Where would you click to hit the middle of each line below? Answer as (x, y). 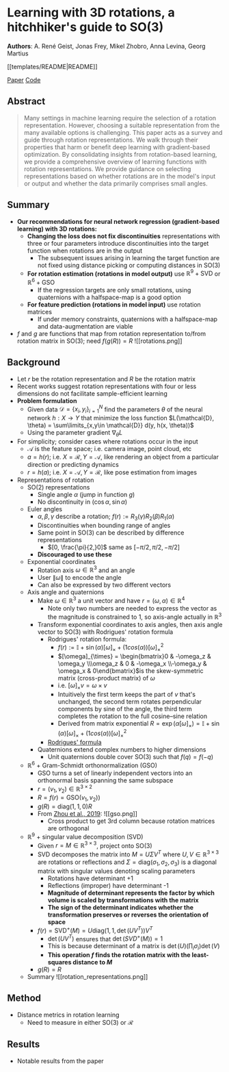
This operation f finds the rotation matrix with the (119, 955)
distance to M (93, 962)
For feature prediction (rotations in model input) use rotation (114, 304)
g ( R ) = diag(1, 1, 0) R (65, 806)
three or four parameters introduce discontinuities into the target (118, 243)
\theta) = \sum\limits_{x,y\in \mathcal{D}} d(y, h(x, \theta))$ (111, 425)
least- (200, 955)
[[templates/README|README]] (52, 66)
